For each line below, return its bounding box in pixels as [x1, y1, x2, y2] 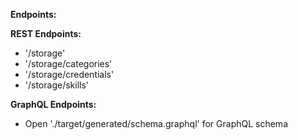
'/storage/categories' [24, 58, 113, 69]
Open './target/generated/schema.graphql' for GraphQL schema [24, 118, 288, 129]
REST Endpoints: [10, 28, 82, 39]
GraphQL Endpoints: [10, 99, 97, 110]
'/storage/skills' [24, 79, 90, 91]
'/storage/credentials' [24, 69, 115, 80]
